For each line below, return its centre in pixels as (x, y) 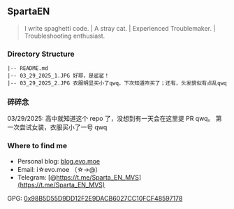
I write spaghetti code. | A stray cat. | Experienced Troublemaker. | (120, 28)
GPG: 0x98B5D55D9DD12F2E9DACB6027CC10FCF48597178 (95, 198)
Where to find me (37, 146)
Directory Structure (41, 54)
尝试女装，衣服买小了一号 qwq (63, 127)
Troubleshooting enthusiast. (65, 36)
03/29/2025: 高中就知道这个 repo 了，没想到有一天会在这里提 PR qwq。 (111, 119)
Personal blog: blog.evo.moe (58, 161)
